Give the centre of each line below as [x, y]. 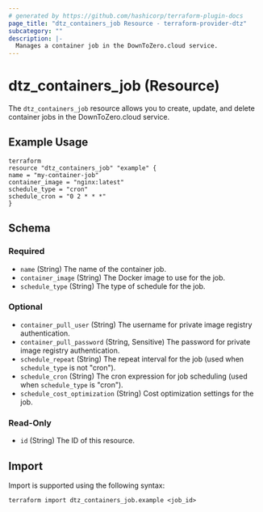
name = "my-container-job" [54, 175]
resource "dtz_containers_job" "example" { [83, 168]
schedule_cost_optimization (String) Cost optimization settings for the [137, 393]
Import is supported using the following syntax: [87, 485]
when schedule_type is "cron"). [71, 384]
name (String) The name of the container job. [93, 269]
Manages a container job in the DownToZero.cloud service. [117, 46]
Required [27, 252]
